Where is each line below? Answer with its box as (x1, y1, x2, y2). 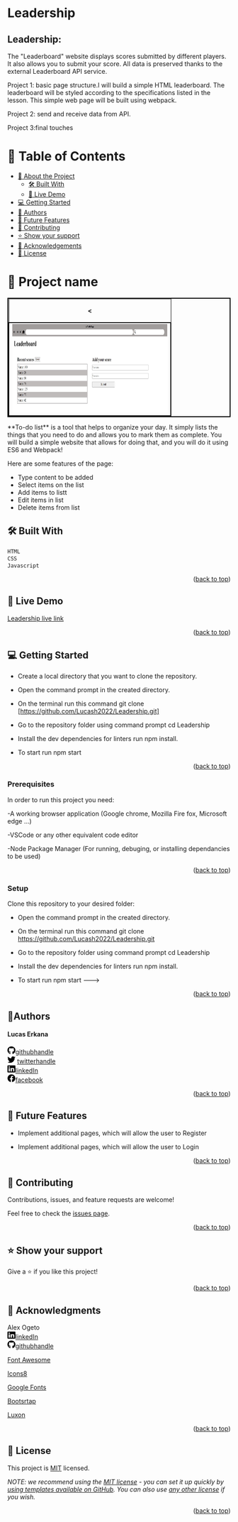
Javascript (7, 562, 40, 569)
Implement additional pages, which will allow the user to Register (17, 1129, 208, 1137)
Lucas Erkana (7, 1030, 48, 1039)
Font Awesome (7, 1356, 51, 1364)
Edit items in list (17, 496, 64, 505)
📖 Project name (7, 274, 98, 290)
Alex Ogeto (7, 1323, 40, 1332)
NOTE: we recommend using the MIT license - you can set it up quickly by (7, 1477, 225, 1486)
